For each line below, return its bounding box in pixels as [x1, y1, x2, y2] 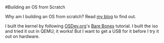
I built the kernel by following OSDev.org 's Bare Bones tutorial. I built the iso [5, 23, 158, 29]
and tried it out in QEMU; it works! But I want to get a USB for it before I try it [5, 28, 159, 34]
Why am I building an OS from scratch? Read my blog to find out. [5, 14, 137, 19]
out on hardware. [5, 34, 40, 39]
